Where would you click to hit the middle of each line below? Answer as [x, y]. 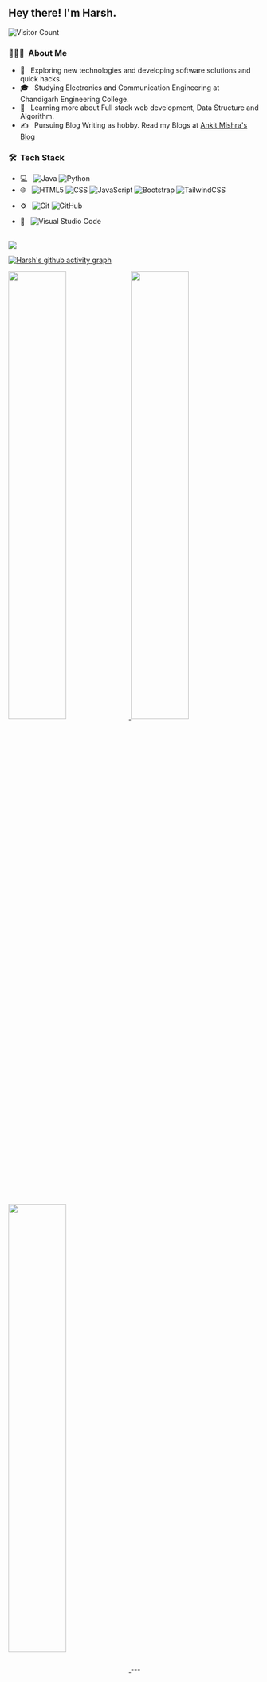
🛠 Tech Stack [37, 158]
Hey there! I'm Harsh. [63, 13]
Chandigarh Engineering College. [74, 100]
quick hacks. [41, 79]
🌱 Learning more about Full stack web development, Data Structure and [139, 108]
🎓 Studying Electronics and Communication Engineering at [120, 88]
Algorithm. [37, 116]
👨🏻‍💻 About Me [38, 53]
